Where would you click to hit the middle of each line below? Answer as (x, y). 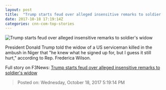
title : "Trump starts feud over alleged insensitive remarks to (74, 14)
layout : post (19, 10)
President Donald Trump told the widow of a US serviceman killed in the (79, 47)
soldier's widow (21, 73)
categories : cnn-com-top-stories (40, 24)
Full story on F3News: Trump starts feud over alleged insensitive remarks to (83, 68)
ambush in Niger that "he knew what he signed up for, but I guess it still (78, 53)
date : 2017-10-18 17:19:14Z (34, 19)
